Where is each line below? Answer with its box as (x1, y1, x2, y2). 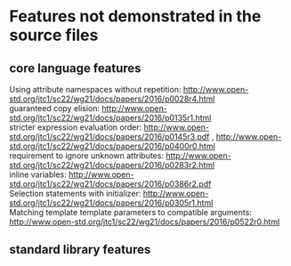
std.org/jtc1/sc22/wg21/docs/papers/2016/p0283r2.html (9, 160, 215, 170)
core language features (9, 60, 141, 76)
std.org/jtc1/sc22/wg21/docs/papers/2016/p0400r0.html (9, 141, 215, 151)
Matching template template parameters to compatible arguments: (9, 207, 252, 217)
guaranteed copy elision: (9, 103, 101, 113)
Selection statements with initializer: (9, 189, 141, 198)
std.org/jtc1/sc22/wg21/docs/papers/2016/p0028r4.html (9, 93, 215, 104)
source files (9, 25, 99, 45)
